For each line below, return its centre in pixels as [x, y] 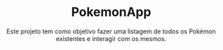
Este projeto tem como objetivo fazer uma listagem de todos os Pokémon [111, 31]
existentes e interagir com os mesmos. [111, 38]
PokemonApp [111, 12]
